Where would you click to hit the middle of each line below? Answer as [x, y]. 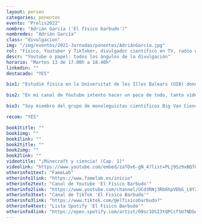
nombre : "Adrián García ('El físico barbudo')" [67, 29]
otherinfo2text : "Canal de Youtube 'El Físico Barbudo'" [79, 184]
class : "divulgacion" [33, 40]
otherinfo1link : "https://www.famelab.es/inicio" [70, 178]
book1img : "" [23, 133]
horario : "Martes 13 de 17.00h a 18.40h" [59, 62]
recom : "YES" [23, 117]
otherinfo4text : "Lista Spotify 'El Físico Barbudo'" [75, 206]
